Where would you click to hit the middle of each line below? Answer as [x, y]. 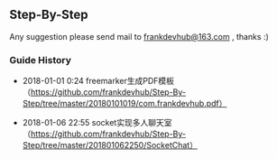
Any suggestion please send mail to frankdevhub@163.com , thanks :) [139, 36]
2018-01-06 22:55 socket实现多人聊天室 [97, 123]
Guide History [41, 60]
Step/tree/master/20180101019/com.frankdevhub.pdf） [125, 104]
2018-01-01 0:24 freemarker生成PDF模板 [98, 81]
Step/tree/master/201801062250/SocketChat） [110, 145]
